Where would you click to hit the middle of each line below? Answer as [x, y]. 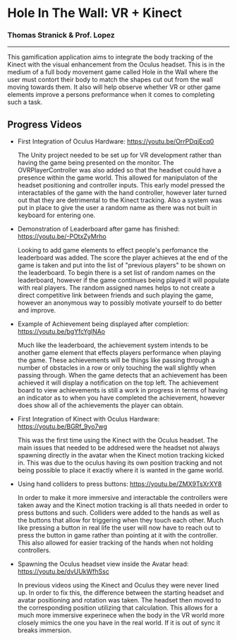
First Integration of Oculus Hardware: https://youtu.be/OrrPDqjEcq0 [116, 141]
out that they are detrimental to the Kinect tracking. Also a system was [120, 200]
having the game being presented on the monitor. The [96, 163]
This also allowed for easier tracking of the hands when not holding [115, 543]
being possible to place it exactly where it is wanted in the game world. [121, 470]
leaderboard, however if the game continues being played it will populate [123, 280]
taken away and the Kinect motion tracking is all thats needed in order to [123, 505]
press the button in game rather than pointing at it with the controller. [117, 535]
